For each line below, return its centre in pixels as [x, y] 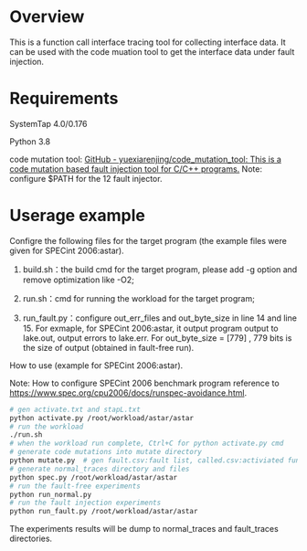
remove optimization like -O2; [78, 280]
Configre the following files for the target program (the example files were [148, 240]
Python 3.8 [30, 141]
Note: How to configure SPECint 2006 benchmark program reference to [145, 383]
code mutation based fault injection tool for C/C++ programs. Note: [136, 169]
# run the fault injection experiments [85, 503]
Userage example [78, 216]
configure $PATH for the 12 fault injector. [86, 178]
